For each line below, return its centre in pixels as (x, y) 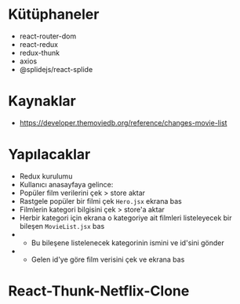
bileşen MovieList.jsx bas (62, 226)
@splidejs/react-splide (56, 69)
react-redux (39, 44)
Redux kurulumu (46, 176)
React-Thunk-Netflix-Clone (99, 291)
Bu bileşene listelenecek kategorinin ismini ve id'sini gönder (128, 242)
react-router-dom (48, 36)
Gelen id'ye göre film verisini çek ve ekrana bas (108, 259)
